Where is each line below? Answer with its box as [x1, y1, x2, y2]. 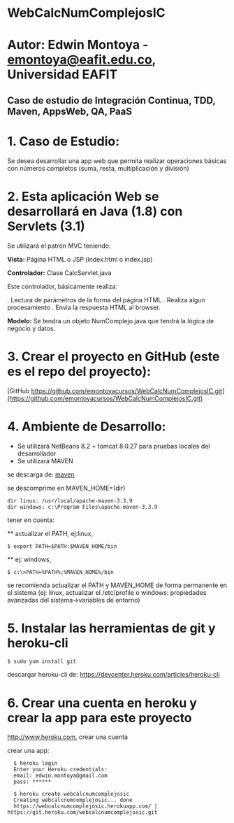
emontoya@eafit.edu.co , [7, 52, 156, 68]
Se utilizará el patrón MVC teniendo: [7, 241, 111, 250]
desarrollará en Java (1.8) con [7, 203, 183, 219]
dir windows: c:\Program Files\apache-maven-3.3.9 [7, 503, 158, 510]
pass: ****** [13, 778, 52, 785]
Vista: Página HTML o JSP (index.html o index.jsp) [7, 255, 153, 263]
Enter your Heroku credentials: [13, 766, 108, 773]
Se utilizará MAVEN [17, 456, 73, 465]
